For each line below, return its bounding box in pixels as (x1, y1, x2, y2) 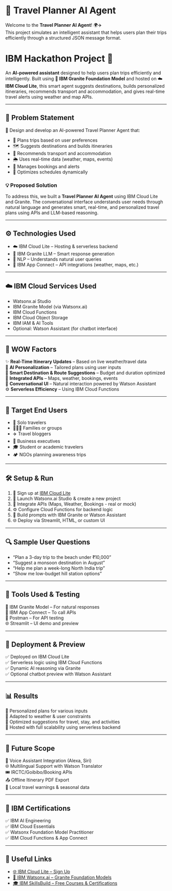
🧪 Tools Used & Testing (5, 590, 80, 599)
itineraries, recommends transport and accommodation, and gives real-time (5, 88, 165, 94)
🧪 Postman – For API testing (5, 614, 64, 621)
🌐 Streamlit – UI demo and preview (5, 620, 79, 626)
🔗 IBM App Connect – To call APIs (5, 609, 76, 615)
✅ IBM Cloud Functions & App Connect (5, 835, 88, 841)
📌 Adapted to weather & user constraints (5, 713, 91, 720)
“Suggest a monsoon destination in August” (12, 559, 105, 566)
